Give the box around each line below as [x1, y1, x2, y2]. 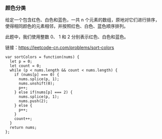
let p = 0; [10, 59, 33, 64]
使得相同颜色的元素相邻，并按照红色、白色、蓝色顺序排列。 [5, 23, 128, 29]
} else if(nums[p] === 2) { [14, 90, 73, 95]
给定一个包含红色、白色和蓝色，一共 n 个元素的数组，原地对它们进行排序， [5, 17, 160, 23]
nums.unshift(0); [18, 81, 55, 86]
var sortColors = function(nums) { [5, 54, 80, 60]
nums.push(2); [18, 99, 49, 104]
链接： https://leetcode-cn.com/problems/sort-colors [5, 44, 114, 51]
